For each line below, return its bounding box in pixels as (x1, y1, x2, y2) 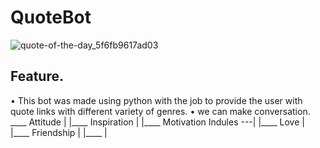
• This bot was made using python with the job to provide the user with (10, 94, 303, 106)
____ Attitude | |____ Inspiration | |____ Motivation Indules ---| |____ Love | (10, 116, 305, 128)
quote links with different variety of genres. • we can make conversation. (10, 105, 311, 117)
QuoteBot (10, 6, 92, 29)
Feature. (10, 68, 64, 85)
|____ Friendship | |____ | (10, 126, 108, 138)
